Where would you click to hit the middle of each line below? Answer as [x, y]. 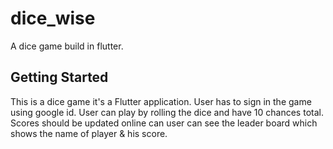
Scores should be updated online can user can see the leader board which [164, 123]
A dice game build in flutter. [67, 46]
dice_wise [53, 18]
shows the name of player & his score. [89, 133]
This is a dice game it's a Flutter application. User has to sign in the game [161, 101]
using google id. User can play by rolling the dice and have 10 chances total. [167, 112]
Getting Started [59, 77]
